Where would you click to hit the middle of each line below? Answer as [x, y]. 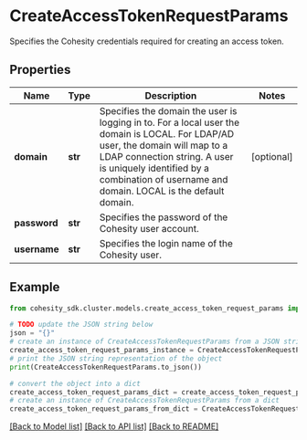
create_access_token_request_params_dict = [94, 392]
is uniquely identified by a [154, 168]
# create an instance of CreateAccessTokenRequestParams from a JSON [145, 342]
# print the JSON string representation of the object [116, 358]
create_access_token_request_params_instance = [102, 351]
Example [35, 287]
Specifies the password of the [164, 217]
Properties [40, 70]
